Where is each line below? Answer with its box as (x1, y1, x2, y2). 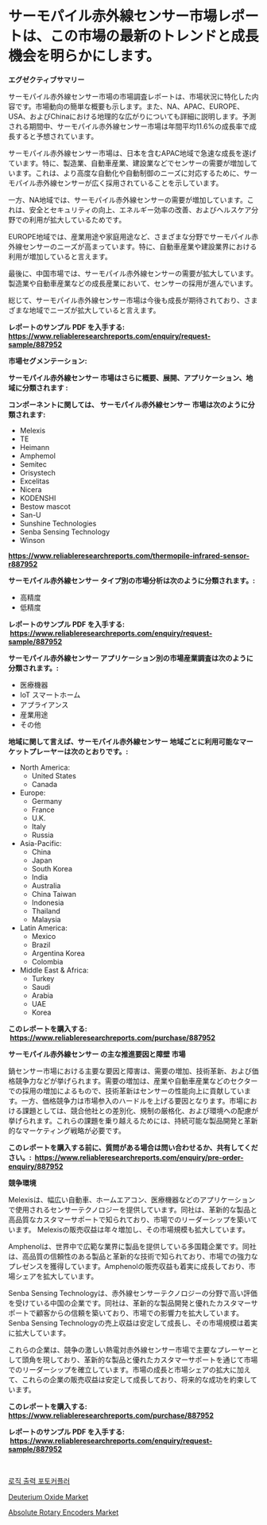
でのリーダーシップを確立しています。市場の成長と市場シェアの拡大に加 (8, 1364, 244, 1374)
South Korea (31, 863, 73, 873)
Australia (31, 880, 61, 891)
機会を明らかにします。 (8, 47, 161, 65)
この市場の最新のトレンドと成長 (50, 27, 260, 45)
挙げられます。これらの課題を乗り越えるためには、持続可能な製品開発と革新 (8, 1116, 258, 1125)
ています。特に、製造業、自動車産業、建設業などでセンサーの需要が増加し (8, 158, 251, 168)
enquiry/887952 (8, 1162, 64, 1171)
